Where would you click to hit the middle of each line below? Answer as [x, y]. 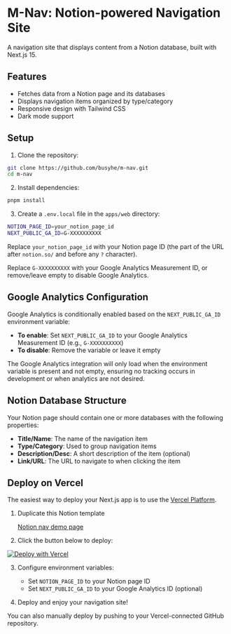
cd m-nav [20, 174]
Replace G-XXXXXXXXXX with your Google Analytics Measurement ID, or [107, 267]
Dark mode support [45, 116]
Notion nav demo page [50, 527]
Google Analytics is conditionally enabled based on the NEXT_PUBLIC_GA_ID [114, 314]
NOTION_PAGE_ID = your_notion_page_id [61, 227]
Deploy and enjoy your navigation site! [72, 602]
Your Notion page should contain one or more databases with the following [115, 417]
